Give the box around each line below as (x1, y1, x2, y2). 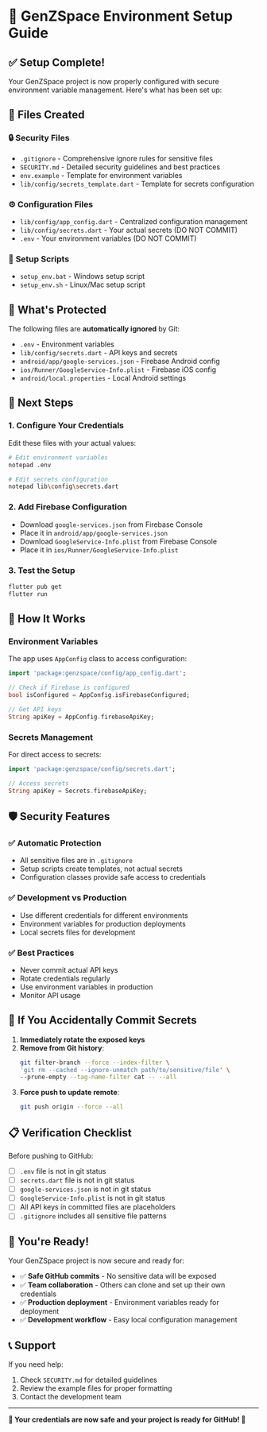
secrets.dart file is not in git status (19, 1175, 135, 1185)
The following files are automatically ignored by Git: (8, 324, 180, 334)
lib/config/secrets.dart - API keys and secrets (19, 348, 178, 358)
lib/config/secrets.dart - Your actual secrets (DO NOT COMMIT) (19, 225, 238, 234)
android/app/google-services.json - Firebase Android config (19, 357, 220, 366)
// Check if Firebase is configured (8, 683, 130, 692)
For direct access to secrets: (8, 749, 102, 759)
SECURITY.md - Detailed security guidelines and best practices (19, 162, 221, 172)
